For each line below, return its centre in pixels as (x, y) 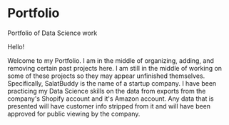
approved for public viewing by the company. (74, 114)
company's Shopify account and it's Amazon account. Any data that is (111, 99)
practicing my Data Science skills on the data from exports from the (107, 91)
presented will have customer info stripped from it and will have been (109, 106)
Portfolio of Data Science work (52, 33)
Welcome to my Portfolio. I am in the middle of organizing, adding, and (111, 60)
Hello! (16, 46)
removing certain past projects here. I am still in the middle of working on (115, 68)
